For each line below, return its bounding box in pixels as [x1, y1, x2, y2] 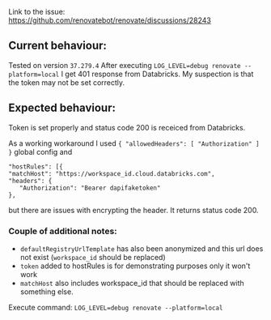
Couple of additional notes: [8, 225, 117, 237]
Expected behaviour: [8, 101, 116, 115]
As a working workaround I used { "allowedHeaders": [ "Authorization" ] [8, 138, 260, 148]
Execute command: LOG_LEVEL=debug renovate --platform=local [8, 302, 223, 312]
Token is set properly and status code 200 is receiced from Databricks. [8, 122, 246, 132]
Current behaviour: [8, 39, 108, 53]
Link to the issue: [8, 7, 66, 16]
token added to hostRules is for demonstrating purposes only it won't [19, 261, 251, 271]
